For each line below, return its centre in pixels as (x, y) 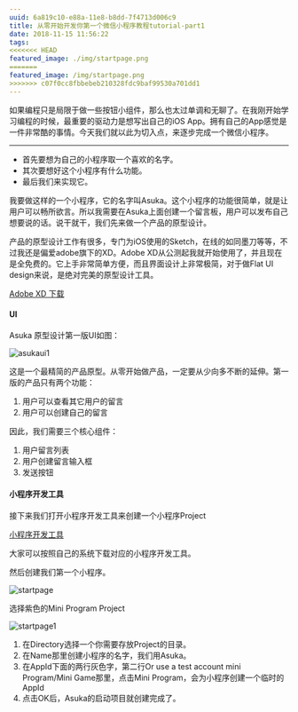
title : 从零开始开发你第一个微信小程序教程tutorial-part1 (107, 26)
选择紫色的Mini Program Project (67, 608)
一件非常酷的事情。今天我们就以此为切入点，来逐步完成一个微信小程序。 (141, 132)
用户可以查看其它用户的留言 (73, 401)
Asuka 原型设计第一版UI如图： (64, 335)
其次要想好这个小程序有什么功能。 (84, 170)
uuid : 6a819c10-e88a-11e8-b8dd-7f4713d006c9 (93, 17)
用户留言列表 (45, 450)
